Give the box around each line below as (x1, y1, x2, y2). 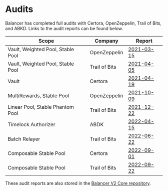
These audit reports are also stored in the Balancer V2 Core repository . (5, 180, 151, 186)
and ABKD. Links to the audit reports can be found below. (5, 25, 123, 31)
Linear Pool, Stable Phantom (7, 103, 74, 110)
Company (94, 37, 118, 44)
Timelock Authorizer (7, 121, 56, 128)
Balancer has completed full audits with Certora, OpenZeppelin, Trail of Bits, (5, 20, 161, 26)
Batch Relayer (7, 135, 40, 142)
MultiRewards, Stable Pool (7, 92, 69, 99)
